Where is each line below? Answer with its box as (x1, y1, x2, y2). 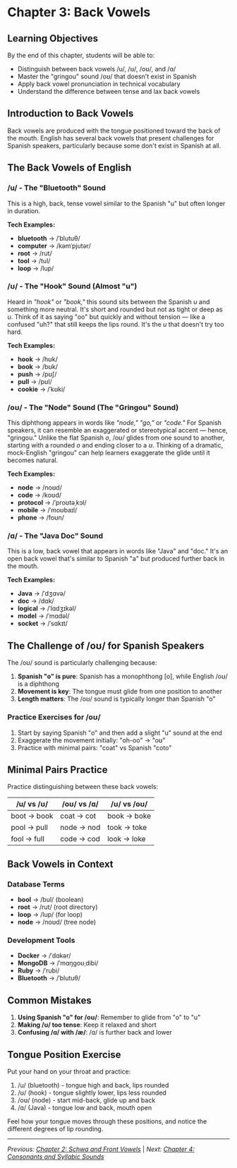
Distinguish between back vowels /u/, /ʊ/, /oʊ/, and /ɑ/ (17, 65, 176, 73)
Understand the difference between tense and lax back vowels (17, 88, 200, 95)
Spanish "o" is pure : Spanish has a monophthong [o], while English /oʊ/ (17, 672, 228, 681)
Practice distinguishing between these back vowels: (7, 783, 159, 791)
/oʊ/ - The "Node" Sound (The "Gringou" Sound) (7, 402, 179, 412)
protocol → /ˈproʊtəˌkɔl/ (17, 498, 87, 507)
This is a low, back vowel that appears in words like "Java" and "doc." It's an (7, 547, 228, 555)
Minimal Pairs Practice (7, 764, 108, 776)
